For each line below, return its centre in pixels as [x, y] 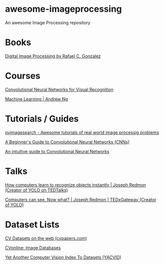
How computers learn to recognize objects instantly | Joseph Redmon [75, 185]
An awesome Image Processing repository [48, 23]
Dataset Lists [32, 225]
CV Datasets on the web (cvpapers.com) [46, 238]
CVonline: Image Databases [33, 248]
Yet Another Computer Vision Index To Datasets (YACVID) [63, 257]
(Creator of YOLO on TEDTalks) [37, 190]
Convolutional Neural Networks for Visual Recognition [59, 89]
